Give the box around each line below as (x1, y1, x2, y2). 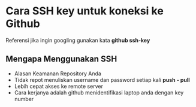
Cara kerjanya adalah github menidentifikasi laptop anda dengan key (14, 88, 184, 96)
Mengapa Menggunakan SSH (5, 54, 117, 64)
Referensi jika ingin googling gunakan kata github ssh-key (5, 36, 150, 44)
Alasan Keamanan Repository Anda (14, 70, 101, 77)
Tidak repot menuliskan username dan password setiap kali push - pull (14, 76, 190, 83)
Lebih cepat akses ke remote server (14, 82, 103, 90)
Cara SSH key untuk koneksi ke (5, 4, 164, 18)
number (14, 95, 34, 102)
